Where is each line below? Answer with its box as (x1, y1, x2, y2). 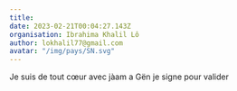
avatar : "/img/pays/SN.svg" (9, 47, 116, 56)
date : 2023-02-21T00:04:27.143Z (9, 22, 131, 31)
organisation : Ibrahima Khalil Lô (9, 30, 140, 39)
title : (9, 13, 34, 23)
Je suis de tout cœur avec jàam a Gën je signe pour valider (9, 71, 229, 82)
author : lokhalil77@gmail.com (9, 38, 124, 48)
